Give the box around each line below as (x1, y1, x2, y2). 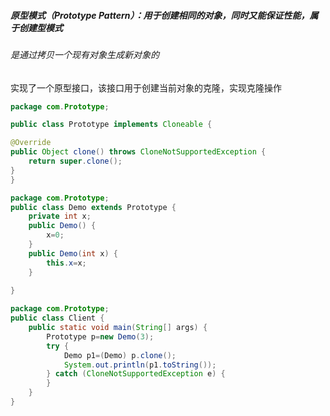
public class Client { (10, 313, 105, 324)
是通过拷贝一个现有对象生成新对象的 (10, 48, 160, 60)
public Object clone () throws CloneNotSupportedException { (10, 147, 267, 157)
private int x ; (28, 211, 92, 222)
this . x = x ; (46, 258, 87, 268)
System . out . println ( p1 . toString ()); (63, 360, 217, 370)
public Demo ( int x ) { (28, 248, 118, 259)
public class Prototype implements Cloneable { (10, 120, 213, 130)
